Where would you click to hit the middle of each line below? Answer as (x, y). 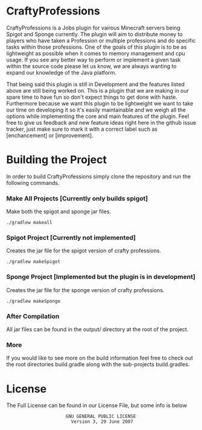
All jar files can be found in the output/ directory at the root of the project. (97, 329)
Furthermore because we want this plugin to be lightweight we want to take (100, 103)
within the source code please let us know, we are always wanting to (91, 66)
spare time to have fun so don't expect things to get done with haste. (92, 97)
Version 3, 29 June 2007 (102, 422)
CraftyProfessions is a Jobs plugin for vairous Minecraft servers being (93, 28)
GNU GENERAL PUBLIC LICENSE (101, 417)
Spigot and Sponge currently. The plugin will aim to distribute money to (94, 34)
